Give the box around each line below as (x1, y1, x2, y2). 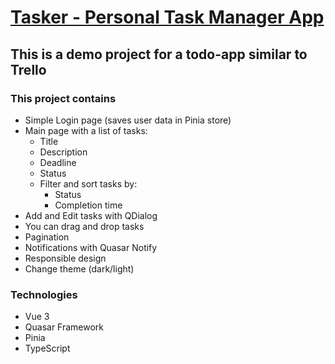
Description (39, 146, 88, 158)
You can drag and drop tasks (24, 220, 145, 232)
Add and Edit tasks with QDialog (24, 209, 158, 221)
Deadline (39, 156, 77, 168)
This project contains (10, 91, 117, 105)
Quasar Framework (24, 321, 105, 333)
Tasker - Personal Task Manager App (10, 6, 325, 29)
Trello (10, 61, 47, 78)
